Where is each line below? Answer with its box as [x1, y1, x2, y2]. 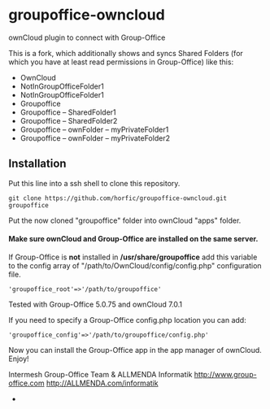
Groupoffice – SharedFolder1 [20, 107, 116, 117]
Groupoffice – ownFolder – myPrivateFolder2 [20, 133, 171, 143]
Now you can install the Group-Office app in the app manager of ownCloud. [8, 345, 262, 355]
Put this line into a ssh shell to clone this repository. [8, 178, 181, 188]
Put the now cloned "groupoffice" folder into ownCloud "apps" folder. [8, 215, 242, 225]
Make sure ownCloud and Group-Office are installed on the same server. [8, 234, 259, 244]
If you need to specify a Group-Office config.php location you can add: [8, 315, 246, 324]
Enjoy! [8, 354, 30, 363]
